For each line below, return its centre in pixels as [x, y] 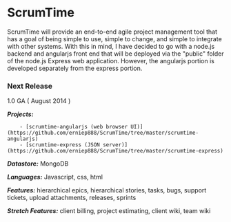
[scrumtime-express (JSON [62, 145]
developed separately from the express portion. [75, 68]
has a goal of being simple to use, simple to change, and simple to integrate [114, 38]
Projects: [20, 114]
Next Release [30, 86]
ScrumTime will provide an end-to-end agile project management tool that [112, 32]
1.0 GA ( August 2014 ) [39, 101]
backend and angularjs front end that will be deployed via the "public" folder [115, 54]
